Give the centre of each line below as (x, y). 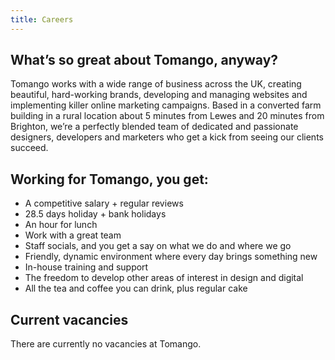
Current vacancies (69, 319)
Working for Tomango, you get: (109, 179)
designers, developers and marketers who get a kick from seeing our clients (167, 137)
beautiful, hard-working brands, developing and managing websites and (159, 95)
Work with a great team (73, 235)
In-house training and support (86, 267)
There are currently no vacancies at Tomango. (106, 344)
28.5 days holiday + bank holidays (95, 214)
